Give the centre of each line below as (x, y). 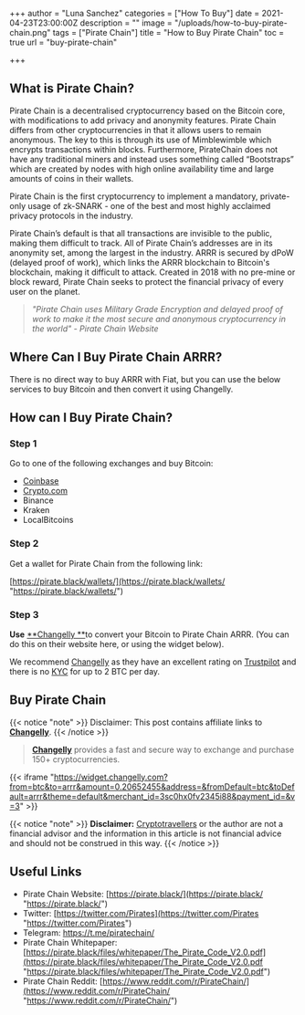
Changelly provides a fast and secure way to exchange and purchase (163, 749)
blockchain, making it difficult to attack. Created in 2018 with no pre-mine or (152, 272)
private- (275, 196)
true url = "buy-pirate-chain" (63, 42)
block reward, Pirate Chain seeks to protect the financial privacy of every (147, 281)
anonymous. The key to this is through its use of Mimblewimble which (141, 140)
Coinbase (41, 481)
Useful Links (46, 872)
